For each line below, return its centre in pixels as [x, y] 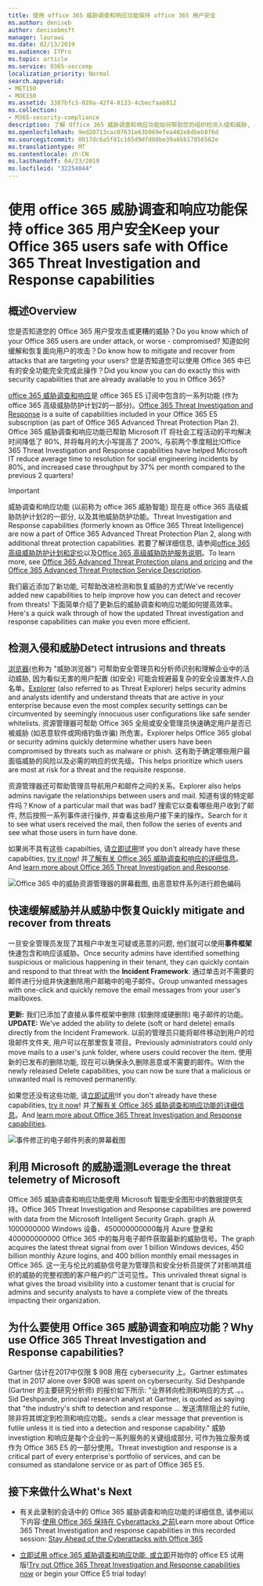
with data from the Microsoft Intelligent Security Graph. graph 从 [112, 1219]
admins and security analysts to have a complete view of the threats [118, 1292]
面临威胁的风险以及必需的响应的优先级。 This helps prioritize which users [126, 760]
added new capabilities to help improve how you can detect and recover [124, 595]
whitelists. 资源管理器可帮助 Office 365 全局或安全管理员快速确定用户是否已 [130, 723]
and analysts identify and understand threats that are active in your [116, 697]
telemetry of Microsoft [64, 1180]
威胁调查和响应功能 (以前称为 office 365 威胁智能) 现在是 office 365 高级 [125, 507]
